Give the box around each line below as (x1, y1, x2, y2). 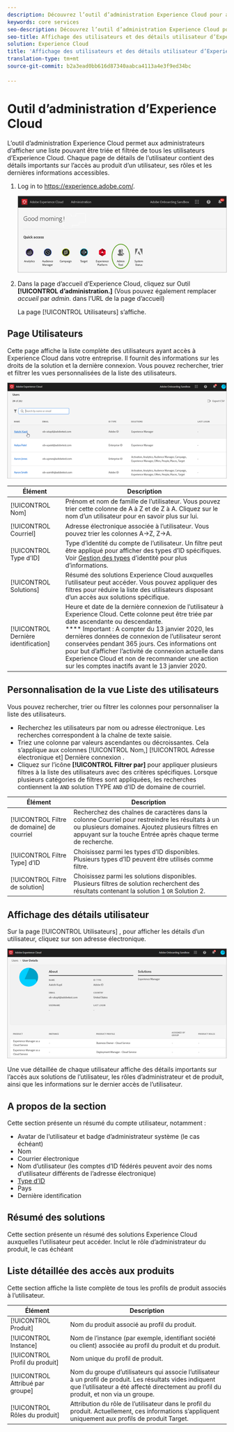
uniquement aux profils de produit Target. (70, 1415, 189, 1423)
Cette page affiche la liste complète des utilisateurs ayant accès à (7, 346, 196, 355)
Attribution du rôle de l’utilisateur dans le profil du (70, 1400, 211, 1408)
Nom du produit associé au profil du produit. (70, 1320, 196, 1328)
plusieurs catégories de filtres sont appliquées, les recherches (17, 775, 196, 784)
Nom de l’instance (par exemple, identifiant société (70, 1334, 216, 1342)
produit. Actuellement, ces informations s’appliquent (70, 1407, 219, 1415)
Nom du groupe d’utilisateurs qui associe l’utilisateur (70, 1368, 220, 1376)
